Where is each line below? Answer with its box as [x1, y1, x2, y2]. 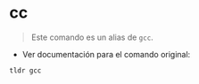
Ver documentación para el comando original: [21, 49, 191, 59]
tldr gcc [9, 65, 42, 75]
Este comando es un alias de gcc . [30, 32, 153, 42]
